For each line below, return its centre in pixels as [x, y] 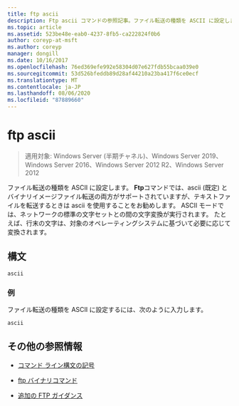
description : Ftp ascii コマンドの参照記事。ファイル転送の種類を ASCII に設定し [119, 21]
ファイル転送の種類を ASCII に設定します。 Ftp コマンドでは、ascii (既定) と [118, 187]
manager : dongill [33, 54]
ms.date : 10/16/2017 [38, 61]
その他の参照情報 [45, 347]
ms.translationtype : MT [43, 80]
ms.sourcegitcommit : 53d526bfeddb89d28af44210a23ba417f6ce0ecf [103, 73]
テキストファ [212, 196]
